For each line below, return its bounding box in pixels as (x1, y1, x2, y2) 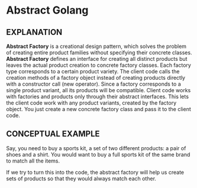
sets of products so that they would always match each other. (6, 175, 157, 182)
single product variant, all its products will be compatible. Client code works (6, 87, 191, 93)
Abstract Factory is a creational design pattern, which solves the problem (6, 43, 187, 50)
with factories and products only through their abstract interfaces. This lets (6, 93, 189, 100)
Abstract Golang (6, 4, 89, 17)
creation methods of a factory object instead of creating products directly (6, 74, 185, 81)
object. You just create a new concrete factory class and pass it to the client (6, 106, 191, 112)
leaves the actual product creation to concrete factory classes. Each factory (6, 61, 191, 69)
